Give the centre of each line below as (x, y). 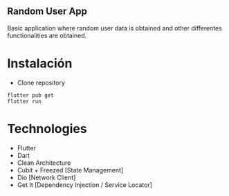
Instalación (40, 63)
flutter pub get (30, 95)
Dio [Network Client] (46, 177)
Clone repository (41, 82)
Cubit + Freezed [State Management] (70, 170)
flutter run (24, 101)
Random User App (47, 11)
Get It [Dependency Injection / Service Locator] (84, 185)
